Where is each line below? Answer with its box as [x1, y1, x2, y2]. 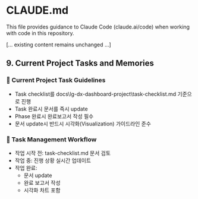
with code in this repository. [6, 29, 74, 36]
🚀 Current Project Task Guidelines [6, 76, 106, 84]
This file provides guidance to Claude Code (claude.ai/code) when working [6, 23, 190, 30]
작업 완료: [14, 164, 37, 171]
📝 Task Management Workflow [6, 135, 97, 143]
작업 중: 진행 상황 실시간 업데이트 [14, 157, 91, 164]
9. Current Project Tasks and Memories [6, 58, 155, 68]
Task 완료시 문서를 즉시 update [14, 105, 88, 112]
